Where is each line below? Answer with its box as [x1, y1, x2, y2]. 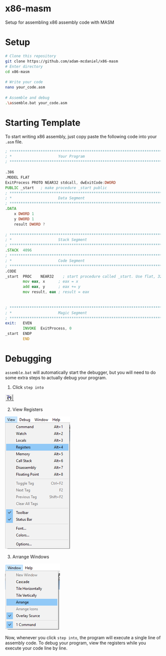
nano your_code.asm [5, 85, 45, 90]
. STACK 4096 [5, 248, 32, 253]
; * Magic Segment [5, 310, 87, 315]
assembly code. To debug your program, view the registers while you [5, 640, 146, 646]
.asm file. [5, 139, 23, 145]
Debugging [5, 353, 52, 365]
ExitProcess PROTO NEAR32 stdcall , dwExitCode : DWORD [5, 180, 116, 185]
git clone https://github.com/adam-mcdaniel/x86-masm [5, 59, 119, 64]
